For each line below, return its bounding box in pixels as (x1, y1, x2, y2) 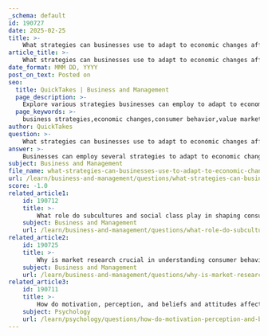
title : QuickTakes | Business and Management (15, 85, 170, 94)
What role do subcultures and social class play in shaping (37, 212, 241, 220)
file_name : (8, 167, 45, 175)
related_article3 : (8, 278, 69, 287)
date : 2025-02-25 (8, 26, 66, 34)
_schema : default (8, 11, 66, 20)
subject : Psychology (22, 307, 91, 315)
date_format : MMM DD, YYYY (8, 64, 98, 72)
